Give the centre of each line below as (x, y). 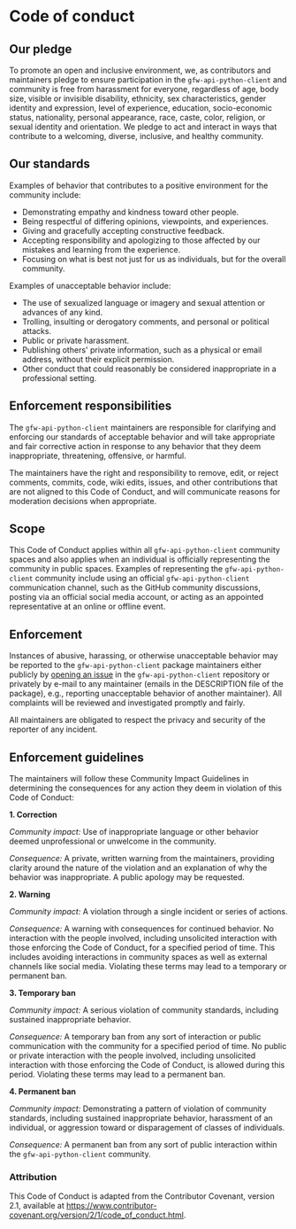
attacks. (36, 331)
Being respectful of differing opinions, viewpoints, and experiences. (145, 221)
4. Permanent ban (43, 1092)
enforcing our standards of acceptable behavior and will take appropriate (142, 437)
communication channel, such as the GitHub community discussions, (135, 587)
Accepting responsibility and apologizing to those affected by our (141, 240)
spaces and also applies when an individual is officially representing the (140, 559)
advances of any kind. (62, 312)
